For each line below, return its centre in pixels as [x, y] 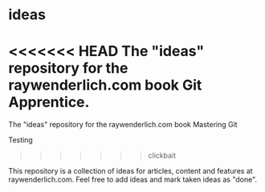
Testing [21, 140]
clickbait [162, 156]
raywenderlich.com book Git [105, 85]
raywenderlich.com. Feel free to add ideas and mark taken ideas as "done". [133, 180]
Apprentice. [49, 102]
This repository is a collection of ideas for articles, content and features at [130, 171]
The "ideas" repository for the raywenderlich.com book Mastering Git [123, 125]
